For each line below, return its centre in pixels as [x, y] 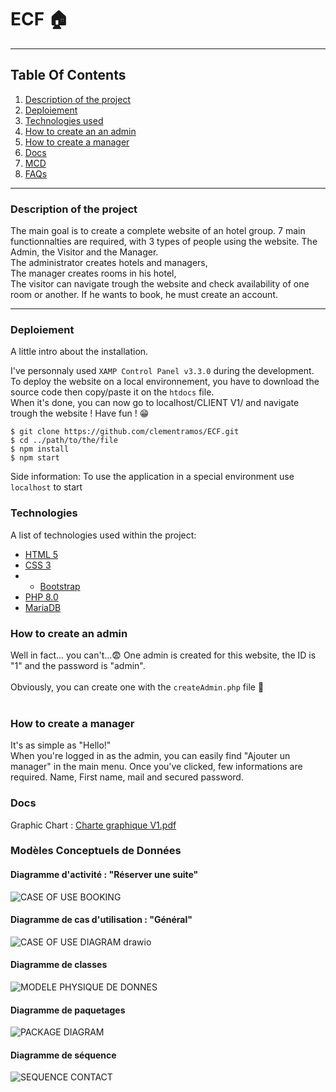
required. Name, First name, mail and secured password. [127, 777]
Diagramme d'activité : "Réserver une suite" [104, 875]
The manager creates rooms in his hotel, [93, 273]
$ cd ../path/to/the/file [64, 441]
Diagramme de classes [59, 965]
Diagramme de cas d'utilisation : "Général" [101, 920]
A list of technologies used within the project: [103, 535]
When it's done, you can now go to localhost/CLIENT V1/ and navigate [155, 403]
